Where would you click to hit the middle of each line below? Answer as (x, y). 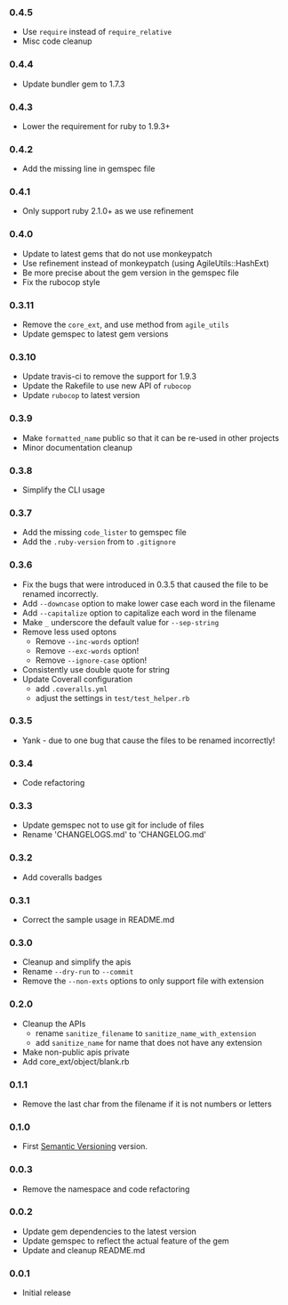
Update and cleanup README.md (84, 1250)
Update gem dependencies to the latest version (109, 1231)
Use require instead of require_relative (97, 32)
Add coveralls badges (62, 877)
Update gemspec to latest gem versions (95, 334)
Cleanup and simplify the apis (76, 962)
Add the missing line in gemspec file (88, 169)
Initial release (46, 1293)
